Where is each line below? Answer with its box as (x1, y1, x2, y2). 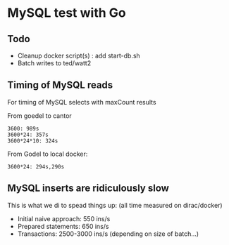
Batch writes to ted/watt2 (17, 59, 92, 67)
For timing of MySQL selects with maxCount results (7, 98, 156, 106)
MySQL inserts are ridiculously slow (7, 183, 169, 194)
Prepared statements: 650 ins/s (17, 222, 109, 230)
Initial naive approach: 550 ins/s (17, 214, 111, 223)
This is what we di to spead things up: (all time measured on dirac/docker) (7, 201, 223, 209)
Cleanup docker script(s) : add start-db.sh (17, 51, 141, 60)
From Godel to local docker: (7, 150, 88, 158)
